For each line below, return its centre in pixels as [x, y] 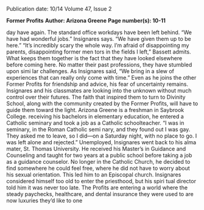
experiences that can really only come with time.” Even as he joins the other [101, 78]
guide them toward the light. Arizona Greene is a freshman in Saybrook [95, 110]
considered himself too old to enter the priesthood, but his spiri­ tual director [101, 181]
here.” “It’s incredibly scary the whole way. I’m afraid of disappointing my [98, 45]
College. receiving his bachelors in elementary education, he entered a [95, 116]
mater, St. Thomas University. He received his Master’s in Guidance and [96, 149]
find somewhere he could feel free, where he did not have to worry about [98, 168]
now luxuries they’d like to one [44, 201]
